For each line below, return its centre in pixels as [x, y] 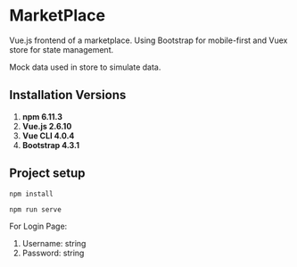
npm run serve [36, 209]
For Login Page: [38, 226]
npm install [31, 194]
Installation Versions [68, 95]
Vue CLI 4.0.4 [48, 136]
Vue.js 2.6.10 [47, 126]
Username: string [54, 243]
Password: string [53, 253]
